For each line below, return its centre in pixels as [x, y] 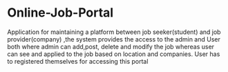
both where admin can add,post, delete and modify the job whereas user [111, 46]
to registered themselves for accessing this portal [78, 61]
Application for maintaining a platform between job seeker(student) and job [114, 32]
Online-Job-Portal [60, 13]
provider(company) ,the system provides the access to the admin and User [114, 39]
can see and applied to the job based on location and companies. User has [114, 54]
